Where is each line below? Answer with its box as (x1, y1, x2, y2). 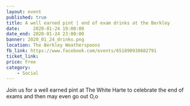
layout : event (6, 8, 42, 15)
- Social (17, 70, 39, 76)
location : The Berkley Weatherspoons (6, 43, 101, 49)
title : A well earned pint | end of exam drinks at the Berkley (6, 20, 170, 26)
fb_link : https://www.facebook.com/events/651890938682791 (6, 48, 157, 54)
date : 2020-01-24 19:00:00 (6, 25, 85, 32)
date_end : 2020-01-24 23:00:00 (6, 31, 85, 37)
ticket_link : (6, 53, 39, 59)
